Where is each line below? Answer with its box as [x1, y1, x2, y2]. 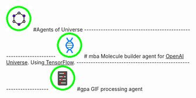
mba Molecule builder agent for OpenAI [88, 52, 184, 60]
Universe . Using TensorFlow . [6, 59, 75, 66]
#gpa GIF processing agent [77, 86, 143, 92]
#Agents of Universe [33, 26, 83, 33]
